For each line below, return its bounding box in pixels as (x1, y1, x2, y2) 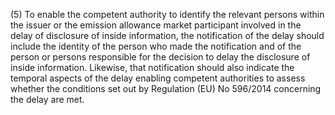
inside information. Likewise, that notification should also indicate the (10, 62, 295, 73)
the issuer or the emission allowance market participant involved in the (10, 19, 302, 31)
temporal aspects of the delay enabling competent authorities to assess (10, 72, 306, 84)
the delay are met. (10, 94, 85, 105)
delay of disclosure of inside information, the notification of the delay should (10, 30, 325, 41)
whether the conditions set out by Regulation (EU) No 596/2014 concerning (10, 83, 322, 94)
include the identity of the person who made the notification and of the (10, 40, 302, 52)
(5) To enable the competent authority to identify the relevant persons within (10, 9, 325, 20)
